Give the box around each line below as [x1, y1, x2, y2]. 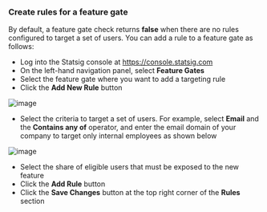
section [19, 196, 45, 206]
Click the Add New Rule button [19, 83, 123, 92]
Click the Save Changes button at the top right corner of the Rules [19, 188, 241, 198]
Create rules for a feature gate [8, 6, 128, 18]
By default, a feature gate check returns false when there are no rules [8, 25, 239, 35]
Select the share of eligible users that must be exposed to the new [19, 162, 239, 172]
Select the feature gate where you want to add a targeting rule [19, 75, 226, 84]
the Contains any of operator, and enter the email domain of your [19, 123, 237, 132]
